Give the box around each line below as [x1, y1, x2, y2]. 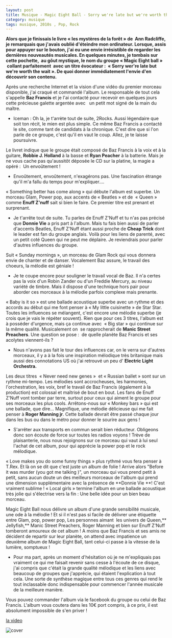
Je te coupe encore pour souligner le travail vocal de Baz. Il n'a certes [13, 273, 161, 279]
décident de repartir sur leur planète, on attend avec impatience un [6, 533, 147, 540]
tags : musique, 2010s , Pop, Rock [6, 21, 80, 27]
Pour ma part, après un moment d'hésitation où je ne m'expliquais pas [13, 554, 161, 560]
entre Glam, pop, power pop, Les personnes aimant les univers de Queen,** [6, 517, 167, 523]
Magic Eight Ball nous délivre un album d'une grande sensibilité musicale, [6, 506, 160, 512]
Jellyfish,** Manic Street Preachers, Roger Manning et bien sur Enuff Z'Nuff [6, 522, 165, 529]
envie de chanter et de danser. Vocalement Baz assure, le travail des [6, 257, 150, 263]
